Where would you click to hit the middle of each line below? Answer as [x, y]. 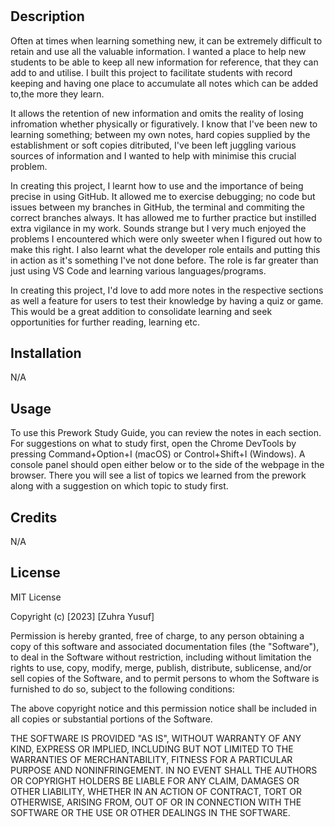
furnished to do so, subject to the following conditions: [122, 689]
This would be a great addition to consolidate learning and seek [141, 311]
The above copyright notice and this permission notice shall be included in [163, 708]
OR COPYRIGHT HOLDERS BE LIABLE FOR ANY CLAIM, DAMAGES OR [155, 780]
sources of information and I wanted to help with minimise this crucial [153, 155]
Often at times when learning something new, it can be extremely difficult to [166, 40]
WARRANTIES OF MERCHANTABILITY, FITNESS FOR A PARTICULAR [151, 759]
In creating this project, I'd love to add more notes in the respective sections [167, 290]
